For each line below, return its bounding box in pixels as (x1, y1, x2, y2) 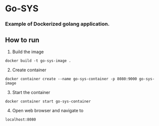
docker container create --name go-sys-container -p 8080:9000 (5, 76, 137, 81)
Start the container (12, 89, 51, 95)
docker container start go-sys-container (5, 99, 91, 104)
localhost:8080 (5, 117, 36, 122)
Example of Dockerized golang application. (5, 21, 110, 28)
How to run (5, 35, 40, 44)
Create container (12, 67, 47, 73)
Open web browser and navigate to (12, 107, 83, 113)
